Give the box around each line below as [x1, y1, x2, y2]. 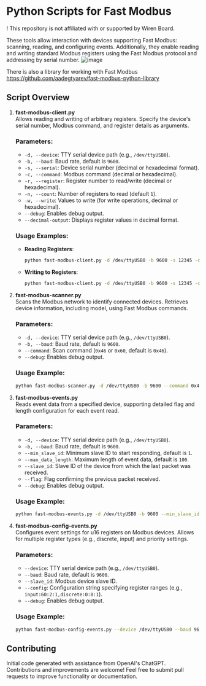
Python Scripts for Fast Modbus [6, 4, 172, 18]
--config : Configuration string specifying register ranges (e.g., [24, 584, 183, 591]
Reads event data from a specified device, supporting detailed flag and [15, 400, 195, 408]
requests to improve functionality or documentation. [6, 672, 138, 680]
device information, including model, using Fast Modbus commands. [15, 305, 188, 312]
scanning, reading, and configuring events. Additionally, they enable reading [6, 43, 199, 50]
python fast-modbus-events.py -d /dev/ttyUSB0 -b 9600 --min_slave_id [15, 511, 200, 517]
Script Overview [6, 92, 70, 103]
